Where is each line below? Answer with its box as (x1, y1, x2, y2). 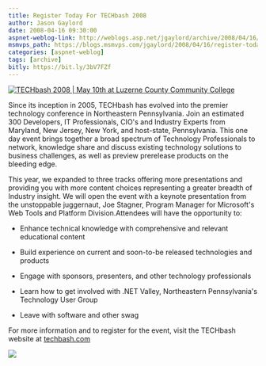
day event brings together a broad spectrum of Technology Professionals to (8, 134, 256, 143)
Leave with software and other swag (19, 310, 139, 319)
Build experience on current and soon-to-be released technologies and (19, 247, 253, 257)
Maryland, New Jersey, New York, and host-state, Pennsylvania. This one (8, 125, 248, 135)
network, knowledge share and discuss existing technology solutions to (8, 142, 241, 151)
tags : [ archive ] (8, 56, 62, 64)
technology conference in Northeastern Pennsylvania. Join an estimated (8, 109, 245, 118)
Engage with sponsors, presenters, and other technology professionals (19, 271, 252, 280)
